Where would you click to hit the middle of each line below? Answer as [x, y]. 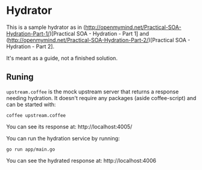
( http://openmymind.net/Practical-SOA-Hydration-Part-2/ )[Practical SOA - [98, 40]
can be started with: [31, 104]
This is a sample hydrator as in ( [46, 27]
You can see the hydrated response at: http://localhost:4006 [81, 160]
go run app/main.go [31, 149]
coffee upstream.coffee [36, 115]
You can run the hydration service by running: [63, 138]
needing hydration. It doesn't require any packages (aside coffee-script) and [101, 98]
